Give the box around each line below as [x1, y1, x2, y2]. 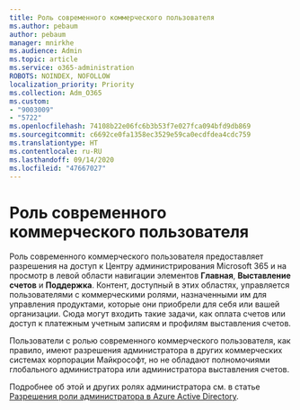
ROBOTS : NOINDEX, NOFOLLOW [9, 72, 110, 81]
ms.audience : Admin [9, 47, 83, 56]
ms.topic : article [9, 55, 78, 64]
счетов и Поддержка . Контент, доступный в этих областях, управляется [9, 280, 290, 290]
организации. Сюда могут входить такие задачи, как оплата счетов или [9, 308, 286, 319]
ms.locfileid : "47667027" [9, 164, 106, 173]
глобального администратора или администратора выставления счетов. [9, 364, 290, 375]
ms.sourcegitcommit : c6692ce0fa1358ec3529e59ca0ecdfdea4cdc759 [9, 130, 251, 139]
